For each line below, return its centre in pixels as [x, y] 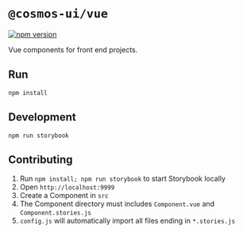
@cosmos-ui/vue [58, 14]
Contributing [40, 160]
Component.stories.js [55, 213]
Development [42, 117]
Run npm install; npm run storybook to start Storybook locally [123, 179]
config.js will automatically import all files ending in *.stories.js [127, 221]
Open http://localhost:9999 [67, 187]
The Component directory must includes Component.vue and [117, 204]
